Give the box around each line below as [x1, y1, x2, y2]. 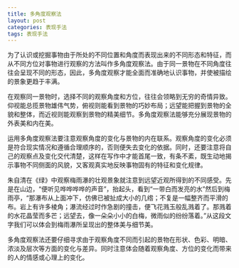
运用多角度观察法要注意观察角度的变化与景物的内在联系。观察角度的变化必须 [7, 134, 232, 143]
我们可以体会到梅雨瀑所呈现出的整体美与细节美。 [13, 220, 157, 229]
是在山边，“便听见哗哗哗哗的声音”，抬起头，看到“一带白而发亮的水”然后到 [7, 185, 224, 193]
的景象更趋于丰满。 [7, 77, 64, 86]
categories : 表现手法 [7, 23, 68, 31]
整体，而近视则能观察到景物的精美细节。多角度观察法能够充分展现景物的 [19, 110, 232, 119]
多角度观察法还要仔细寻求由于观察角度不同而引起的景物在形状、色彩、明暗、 [7, 235, 232, 244]
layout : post [7, 17, 46, 24]
